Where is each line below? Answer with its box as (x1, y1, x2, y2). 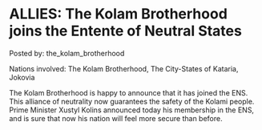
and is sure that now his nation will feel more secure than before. (9, 113, 223, 123)
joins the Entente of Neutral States (9, 22, 243, 40)
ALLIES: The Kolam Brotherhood (9, 5, 228, 23)
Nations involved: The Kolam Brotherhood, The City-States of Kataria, (9, 63, 239, 73)
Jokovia (9, 72, 35, 82)
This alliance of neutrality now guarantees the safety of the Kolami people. (9, 96, 255, 106)
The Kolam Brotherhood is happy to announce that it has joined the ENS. (9, 87, 248, 97)
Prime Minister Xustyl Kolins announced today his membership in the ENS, (9, 105, 255, 115)
